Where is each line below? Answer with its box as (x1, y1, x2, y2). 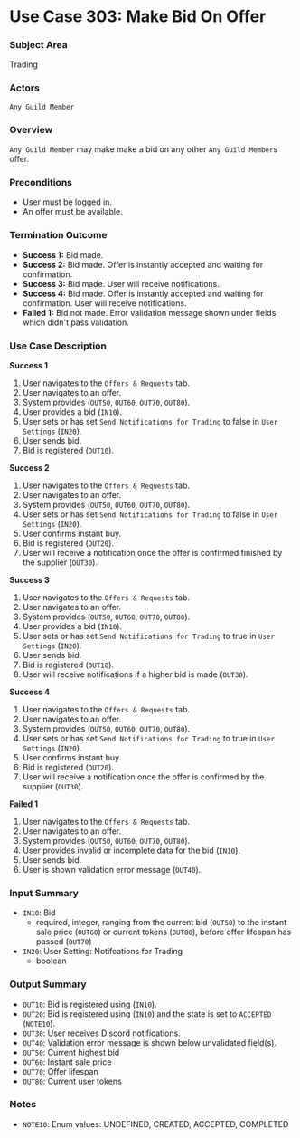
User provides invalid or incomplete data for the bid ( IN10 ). (22, 845, 241, 856)
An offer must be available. (22, 206, 124, 217)
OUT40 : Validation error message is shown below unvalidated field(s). (22, 1037, 277, 1047)
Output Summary (9, 978, 88, 990)
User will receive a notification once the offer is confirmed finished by (22, 547, 283, 558)
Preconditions (9, 177, 73, 188)
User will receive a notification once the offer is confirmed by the (22, 771, 265, 782)
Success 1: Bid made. (22, 249, 104, 260)
